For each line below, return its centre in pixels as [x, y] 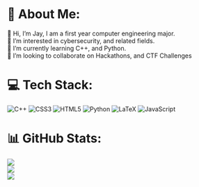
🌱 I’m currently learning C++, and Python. [67, 48]
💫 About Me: [44, 14]
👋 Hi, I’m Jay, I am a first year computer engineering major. [91, 33]
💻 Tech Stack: [50, 85]
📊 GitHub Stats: [55, 139]
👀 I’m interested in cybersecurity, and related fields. [81, 40]
